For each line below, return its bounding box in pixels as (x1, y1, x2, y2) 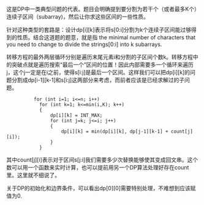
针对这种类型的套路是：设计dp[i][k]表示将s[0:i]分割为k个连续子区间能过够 (6, 26, 192, 33)
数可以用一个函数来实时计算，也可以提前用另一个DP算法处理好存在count (6, 164, 189, 171)
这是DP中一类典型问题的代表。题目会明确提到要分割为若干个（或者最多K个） (6, 6, 197, 12)
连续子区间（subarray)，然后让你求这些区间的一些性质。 (6, 13, 149, 20)
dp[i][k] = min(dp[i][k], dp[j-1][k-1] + (61, 128, 168, 134)
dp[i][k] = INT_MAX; (50, 112, 103, 118)
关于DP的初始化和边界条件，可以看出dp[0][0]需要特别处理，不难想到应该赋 (6, 185, 196, 191)
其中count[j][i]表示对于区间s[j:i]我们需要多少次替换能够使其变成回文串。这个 (6, 156, 198, 163)
